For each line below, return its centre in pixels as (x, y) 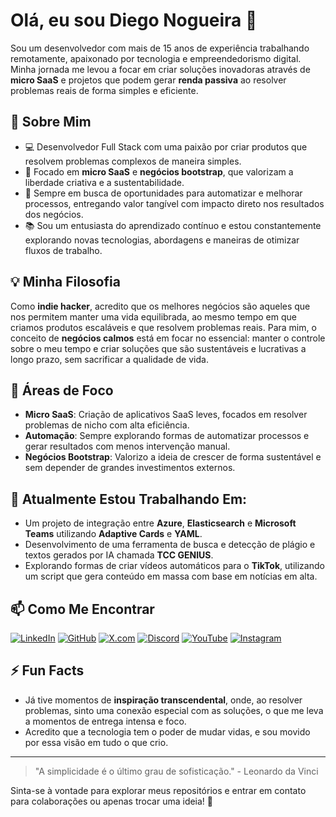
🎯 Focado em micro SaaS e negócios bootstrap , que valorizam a (159, 171)
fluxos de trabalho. (63, 250)
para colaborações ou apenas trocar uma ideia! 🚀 (112, 801)
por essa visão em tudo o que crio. (96, 742)
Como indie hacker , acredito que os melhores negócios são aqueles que (160, 306)
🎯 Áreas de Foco (62, 390)
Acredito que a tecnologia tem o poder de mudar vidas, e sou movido (167, 731)
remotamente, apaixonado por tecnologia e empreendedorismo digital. (156, 58)
